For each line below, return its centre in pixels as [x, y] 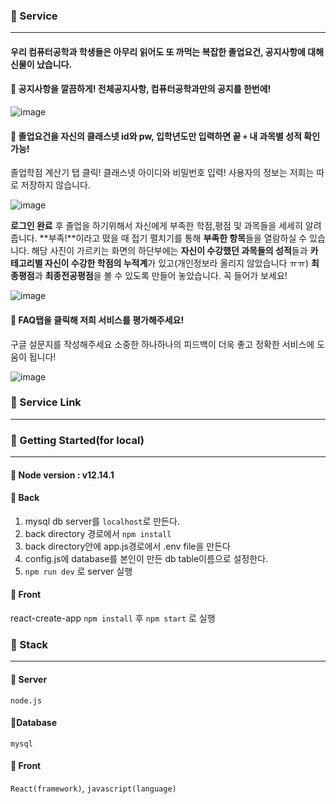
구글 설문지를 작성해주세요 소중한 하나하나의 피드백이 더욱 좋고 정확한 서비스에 [162, 344]
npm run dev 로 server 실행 [78, 571]
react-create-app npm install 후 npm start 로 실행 [113, 618]
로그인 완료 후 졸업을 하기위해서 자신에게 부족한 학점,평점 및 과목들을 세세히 [156, 226]
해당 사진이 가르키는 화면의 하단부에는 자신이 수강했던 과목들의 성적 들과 [169, 251]
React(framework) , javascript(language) [93, 788]
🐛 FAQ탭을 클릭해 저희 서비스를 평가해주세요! [97, 320]
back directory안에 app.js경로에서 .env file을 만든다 [127, 546]
